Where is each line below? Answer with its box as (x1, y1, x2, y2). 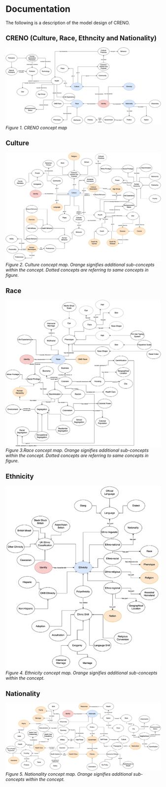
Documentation (5, 3, 71, 15)
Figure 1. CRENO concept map (5, 125, 67, 131)
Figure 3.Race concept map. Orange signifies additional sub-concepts (5, 447, 149, 454)
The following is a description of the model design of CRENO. (5, 20, 130, 26)
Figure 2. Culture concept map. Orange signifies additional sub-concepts (5, 262, 155, 268)
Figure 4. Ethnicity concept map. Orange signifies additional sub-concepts (5, 670, 158, 676)
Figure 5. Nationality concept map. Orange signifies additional (5, 771, 133, 777)
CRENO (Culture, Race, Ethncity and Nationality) (5, 34, 157, 42)
